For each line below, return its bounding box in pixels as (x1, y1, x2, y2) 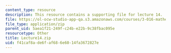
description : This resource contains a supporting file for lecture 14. (5, 12, 163, 17)
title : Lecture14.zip (5, 36, 51, 41)
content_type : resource (5, 7, 56, 13)
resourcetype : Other (5, 31, 49, 36)
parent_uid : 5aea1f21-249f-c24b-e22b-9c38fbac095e (5, 26, 115, 31)
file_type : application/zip (5, 21, 65, 27)
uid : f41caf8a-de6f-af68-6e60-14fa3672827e (5, 40, 99, 45)
